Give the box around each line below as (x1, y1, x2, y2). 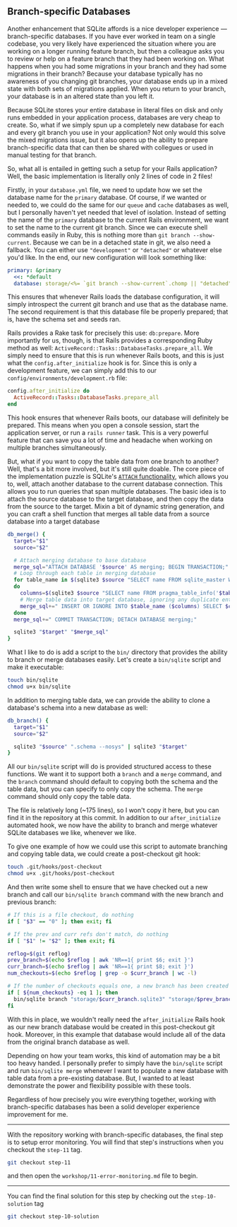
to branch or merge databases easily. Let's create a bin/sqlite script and (7, 656, 221, 664)
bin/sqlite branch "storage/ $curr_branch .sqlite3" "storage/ (13, 995, 197, 1002)
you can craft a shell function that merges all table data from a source (7, 510, 210, 518)
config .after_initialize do (7, 388, 90, 395)
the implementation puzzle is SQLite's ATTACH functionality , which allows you (7, 473, 229, 481)
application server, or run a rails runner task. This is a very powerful (7, 429, 209, 437)
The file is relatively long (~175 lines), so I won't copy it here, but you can (7, 806, 219, 814)
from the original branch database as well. (7, 1038, 130, 1046)
